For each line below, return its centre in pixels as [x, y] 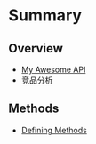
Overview [36, 48]
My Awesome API [53, 69]
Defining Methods [54, 130]
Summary [45, 16]
